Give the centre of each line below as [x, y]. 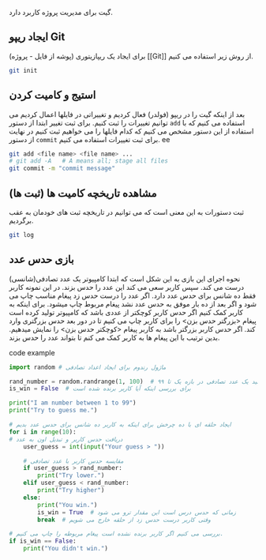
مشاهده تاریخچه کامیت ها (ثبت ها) [83, 193]
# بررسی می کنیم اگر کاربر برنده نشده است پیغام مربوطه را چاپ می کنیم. [116, 534]
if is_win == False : [43, 541]
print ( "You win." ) [67, 505]
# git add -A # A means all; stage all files [89, 161]
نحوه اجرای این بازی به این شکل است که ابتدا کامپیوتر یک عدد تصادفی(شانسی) [125, 278]
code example [32, 352]
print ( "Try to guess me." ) [53, 411]
